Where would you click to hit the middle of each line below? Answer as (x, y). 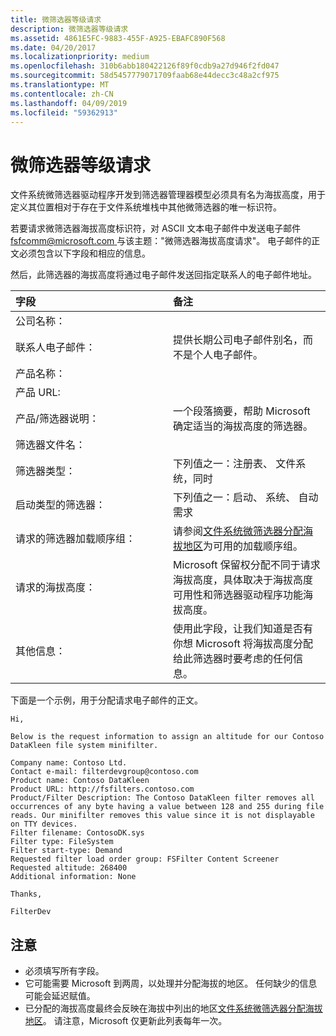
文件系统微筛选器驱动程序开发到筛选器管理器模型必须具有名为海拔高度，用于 (168, 195)
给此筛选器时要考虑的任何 (233, 659)
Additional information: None (73, 877)
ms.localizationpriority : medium (80, 57)
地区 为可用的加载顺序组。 (243, 546)
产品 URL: (38, 393)
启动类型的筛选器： (61, 505)
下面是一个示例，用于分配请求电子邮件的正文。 (106, 700)
